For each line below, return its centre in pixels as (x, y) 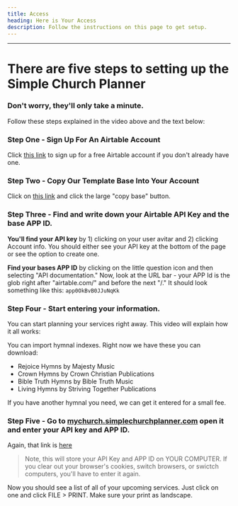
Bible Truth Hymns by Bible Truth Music (75, 381)
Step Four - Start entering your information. (84, 309)
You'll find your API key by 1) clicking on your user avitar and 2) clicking (113, 238)
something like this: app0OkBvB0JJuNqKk (63, 290)
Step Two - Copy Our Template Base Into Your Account (103, 181)
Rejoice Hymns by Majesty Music (66, 367)
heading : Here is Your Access (52, 21)
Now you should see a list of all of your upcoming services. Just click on (113, 488)
